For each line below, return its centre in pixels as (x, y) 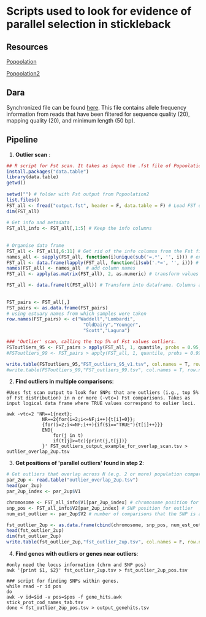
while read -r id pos (34, 586)
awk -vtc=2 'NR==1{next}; (39, 414)
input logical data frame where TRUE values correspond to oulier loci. (101, 403)
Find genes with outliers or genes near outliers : (77, 554)
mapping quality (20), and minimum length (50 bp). (71, 120)
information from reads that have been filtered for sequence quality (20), (98, 114)
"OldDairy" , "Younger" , (112, 325)
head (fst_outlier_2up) (35, 531)
